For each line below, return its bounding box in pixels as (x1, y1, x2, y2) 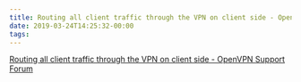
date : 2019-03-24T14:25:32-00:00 (9, 21, 134, 30)
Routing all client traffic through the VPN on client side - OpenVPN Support (9, 54, 285, 65)
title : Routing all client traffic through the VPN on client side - (9, 12, 275, 22)
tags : (9, 29, 30, 38)
